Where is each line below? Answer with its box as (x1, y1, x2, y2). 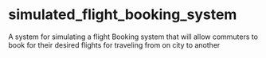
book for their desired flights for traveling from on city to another (8, 40, 221, 49)
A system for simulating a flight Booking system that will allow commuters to (8, 32, 259, 41)
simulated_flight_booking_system (8, 6, 237, 24)
